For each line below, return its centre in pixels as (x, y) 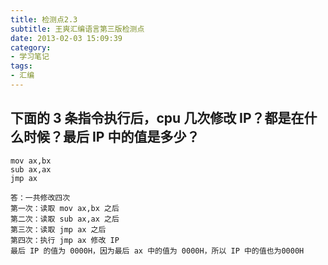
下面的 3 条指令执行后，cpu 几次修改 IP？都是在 (157, 118)
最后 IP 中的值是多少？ (131, 137)
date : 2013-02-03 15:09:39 (66, 38)
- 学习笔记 (30, 57)
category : (31, 47)
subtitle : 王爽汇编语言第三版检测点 (77, 29)
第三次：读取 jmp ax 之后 (58, 229)
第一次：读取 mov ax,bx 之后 (65, 208)
